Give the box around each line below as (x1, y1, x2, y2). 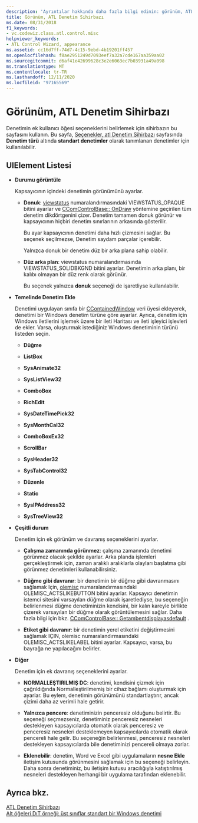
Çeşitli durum (14, 524, 49, 531)
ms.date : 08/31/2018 (6, 19, 57, 25)
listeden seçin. (14, 330, 50, 337)
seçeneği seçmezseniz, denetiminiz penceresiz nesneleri (23, 715, 163, 722)
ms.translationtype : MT (6, 63, 65, 70)
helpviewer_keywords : (6, 36, 60, 42)
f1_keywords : (6, 25, 38, 31)
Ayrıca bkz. (6, 788, 49, 798)
